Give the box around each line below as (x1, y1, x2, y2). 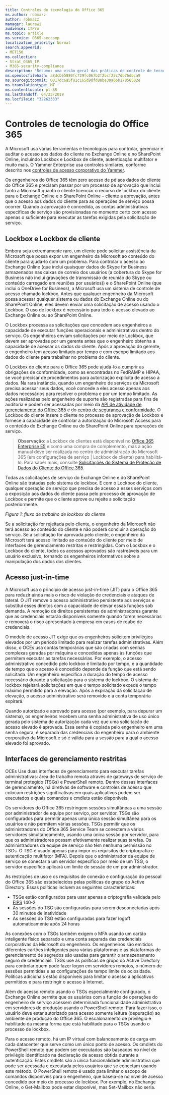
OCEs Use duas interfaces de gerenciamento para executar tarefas (5, 768, 144, 774)
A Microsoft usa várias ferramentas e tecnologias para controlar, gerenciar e (5, 146, 163, 152)
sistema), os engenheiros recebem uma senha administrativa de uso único (5, 713, 159, 719)
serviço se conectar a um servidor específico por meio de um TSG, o (5, 858, 148, 864)
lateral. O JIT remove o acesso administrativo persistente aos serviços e (5, 597, 155, 603)
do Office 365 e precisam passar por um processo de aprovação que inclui (5, 182, 161, 188)
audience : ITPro (5, 26, 39, 31)
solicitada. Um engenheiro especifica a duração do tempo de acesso (5, 671, 148, 677)
